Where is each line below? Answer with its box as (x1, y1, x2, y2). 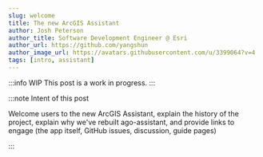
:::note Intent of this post (8, 93, 90, 103)
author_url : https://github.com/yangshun (8, 41, 149, 49)
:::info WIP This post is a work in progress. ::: (8, 77, 156, 88)
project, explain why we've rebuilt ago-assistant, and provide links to (8, 117, 235, 127)
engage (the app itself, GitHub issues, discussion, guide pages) (8, 125, 217, 135)
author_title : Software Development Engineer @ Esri (8, 33, 188, 42)
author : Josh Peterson (8, 26, 84, 34)
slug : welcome (8, 11, 56, 20)
